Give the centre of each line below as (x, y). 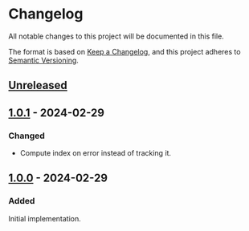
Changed (27, 136)
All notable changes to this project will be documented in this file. (116, 36)
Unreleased (38, 85)
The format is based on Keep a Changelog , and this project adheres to (124, 51)
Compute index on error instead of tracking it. (95, 153)
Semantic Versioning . (43, 60)
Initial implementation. (45, 218)
